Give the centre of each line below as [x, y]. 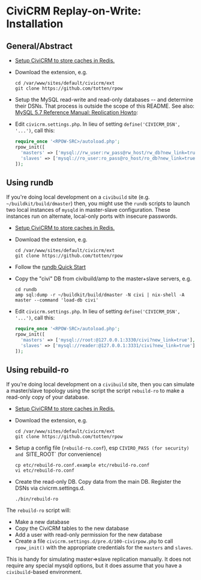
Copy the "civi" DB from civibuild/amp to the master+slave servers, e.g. [103, 279]
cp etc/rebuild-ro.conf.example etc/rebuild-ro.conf [82, 465]
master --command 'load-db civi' [57, 300]
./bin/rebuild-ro [37, 499]
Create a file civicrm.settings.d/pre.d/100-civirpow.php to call [94, 541]
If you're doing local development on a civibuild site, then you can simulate [100, 384]
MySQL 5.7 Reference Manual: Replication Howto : [76, 112]
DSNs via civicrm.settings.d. [50, 488]
